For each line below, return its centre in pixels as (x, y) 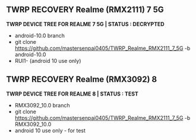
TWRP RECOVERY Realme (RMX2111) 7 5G (85, 10)
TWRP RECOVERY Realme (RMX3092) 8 (82, 79)
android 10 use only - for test (50, 131)
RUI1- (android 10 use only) (48, 61)
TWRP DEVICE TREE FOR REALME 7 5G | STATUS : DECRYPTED (85, 24)
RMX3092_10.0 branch (42, 105)
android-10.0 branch (40, 36)
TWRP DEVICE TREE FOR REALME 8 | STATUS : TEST (72, 94)
